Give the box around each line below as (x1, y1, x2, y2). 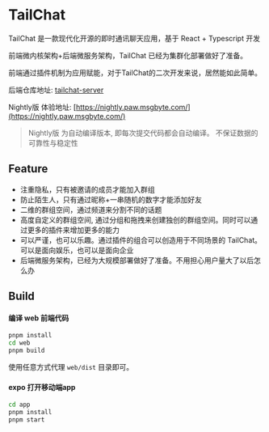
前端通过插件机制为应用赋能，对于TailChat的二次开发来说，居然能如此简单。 (8, 67, 263, 78)
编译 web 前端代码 (8, 313, 69, 323)
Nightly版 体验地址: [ (8, 102, 77, 112)
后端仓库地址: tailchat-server (8, 85, 104, 95)
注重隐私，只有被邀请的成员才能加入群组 (19, 184, 155, 194)
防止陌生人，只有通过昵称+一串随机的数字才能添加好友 (19, 194, 203, 204)
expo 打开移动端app (8, 382, 76, 392)
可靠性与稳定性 (27, 138, 78, 147)
